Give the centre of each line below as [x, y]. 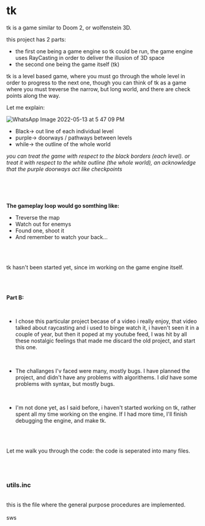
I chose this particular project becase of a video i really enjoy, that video [106, 321]
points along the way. [33, 95]
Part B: [15, 297]
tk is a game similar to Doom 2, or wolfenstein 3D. [69, 28]
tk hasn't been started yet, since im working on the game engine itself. [95, 267]
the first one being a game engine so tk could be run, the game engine [104, 51]
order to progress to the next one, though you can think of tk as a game [96, 83]
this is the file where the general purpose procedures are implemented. [96, 505]
